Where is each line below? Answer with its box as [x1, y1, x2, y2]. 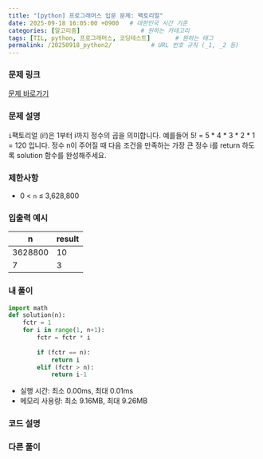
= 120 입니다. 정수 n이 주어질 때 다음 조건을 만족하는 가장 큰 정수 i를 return [8, 140, 241, 150]
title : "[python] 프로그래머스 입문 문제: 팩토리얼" [8, 11, 163, 20]
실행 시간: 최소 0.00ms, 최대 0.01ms [19, 386, 134, 396]
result [56, 233, 80, 244]
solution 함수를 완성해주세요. [16, 150, 107, 160]
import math [8, 304, 48, 312]
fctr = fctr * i [37, 334, 91, 342]
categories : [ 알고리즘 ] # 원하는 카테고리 [8, 26, 190, 34]
